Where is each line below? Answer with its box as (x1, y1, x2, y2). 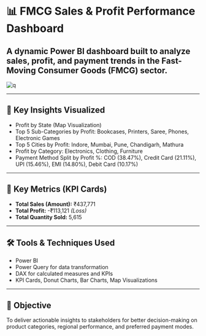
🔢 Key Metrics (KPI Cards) (6, 184, 107, 195)
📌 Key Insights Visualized (6, 105, 105, 115)
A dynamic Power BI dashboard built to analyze (6, 46, 191, 57)
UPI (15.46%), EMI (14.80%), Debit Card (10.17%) (15, 160, 139, 168)
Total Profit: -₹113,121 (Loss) (15, 206, 87, 214)
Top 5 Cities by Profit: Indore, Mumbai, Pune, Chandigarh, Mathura (15, 141, 184, 148)
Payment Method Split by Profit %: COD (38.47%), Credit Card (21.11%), (15, 154, 197, 161)
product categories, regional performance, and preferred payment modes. (6, 323, 194, 330)
